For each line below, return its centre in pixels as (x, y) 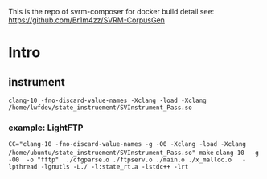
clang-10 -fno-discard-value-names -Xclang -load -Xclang (107, 100)
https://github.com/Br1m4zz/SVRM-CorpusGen (86, 20)
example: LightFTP (46, 128)
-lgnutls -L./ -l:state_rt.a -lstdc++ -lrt (115, 167)
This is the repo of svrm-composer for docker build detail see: (111, 12)
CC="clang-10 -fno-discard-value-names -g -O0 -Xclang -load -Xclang (127, 144)
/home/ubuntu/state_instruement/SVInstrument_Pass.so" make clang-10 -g (133, 153)
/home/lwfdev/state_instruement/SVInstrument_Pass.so (101, 108)
